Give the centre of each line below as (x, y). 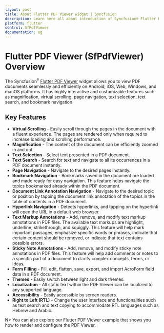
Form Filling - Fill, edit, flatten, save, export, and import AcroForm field (83, 269)
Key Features (26, 117)
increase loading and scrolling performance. (57, 139)
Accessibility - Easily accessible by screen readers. (64, 295)
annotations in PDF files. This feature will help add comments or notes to (85, 253)
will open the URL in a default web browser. (56, 212)
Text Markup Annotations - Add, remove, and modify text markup (79, 217)
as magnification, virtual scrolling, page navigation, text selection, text (75, 97)
